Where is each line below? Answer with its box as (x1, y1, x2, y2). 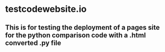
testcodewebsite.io (5, 3, 87, 15)
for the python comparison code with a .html (5, 31, 146, 39)
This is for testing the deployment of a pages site (5, 23, 160, 32)
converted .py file (5, 39, 61, 47)
